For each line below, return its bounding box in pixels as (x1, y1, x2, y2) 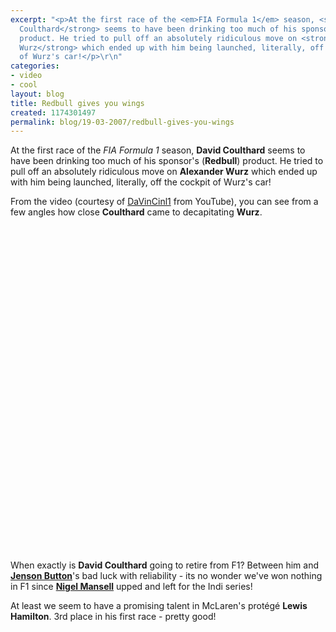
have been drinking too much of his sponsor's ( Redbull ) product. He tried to (10, 155, 324, 167)
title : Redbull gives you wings (10, 98, 145, 108)
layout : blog (10, 89, 65, 99)
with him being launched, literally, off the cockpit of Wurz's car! (10, 176, 272, 188)
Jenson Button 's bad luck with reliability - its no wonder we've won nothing (10, 570, 323, 582)
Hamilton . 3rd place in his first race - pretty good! (10, 611, 217, 623)
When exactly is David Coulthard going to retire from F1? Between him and (10, 559, 320, 571)
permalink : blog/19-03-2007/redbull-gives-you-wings (10, 117, 235, 127)
